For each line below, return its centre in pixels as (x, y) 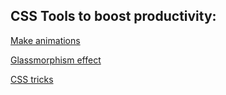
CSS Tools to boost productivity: (113, 16)
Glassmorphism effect (56, 60)
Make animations (45, 40)
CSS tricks (32, 79)
